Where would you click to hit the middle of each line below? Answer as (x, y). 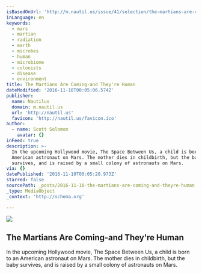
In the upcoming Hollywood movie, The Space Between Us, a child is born (98, 252)
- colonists (27, 68)
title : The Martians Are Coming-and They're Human (71, 85)
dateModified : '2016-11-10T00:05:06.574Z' (60, 90)
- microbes (25, 51)
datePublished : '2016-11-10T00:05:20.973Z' (62, 174)
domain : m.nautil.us (37, 107)
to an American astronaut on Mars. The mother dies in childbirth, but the (96, 258)
